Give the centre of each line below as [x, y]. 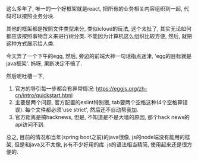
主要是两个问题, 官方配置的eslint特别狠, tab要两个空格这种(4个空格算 [99, 102]
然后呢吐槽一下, [25, 76]
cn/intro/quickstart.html [44, 95]
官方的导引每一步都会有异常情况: [55, 88]
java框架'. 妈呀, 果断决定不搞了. [44, 63]
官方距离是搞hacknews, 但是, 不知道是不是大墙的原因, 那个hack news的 [102, 117]
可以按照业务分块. [33, 16]
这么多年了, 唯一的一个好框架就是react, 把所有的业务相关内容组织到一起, [94, 9]
